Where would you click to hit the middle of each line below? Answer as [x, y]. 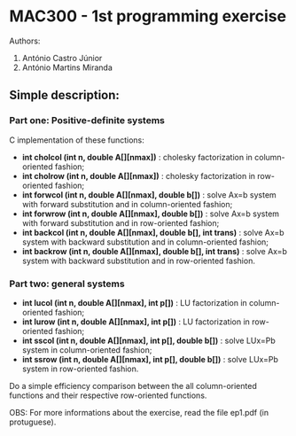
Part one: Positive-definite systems [87, 121]
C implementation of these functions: [77, 140]
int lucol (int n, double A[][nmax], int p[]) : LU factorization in [135, 302]
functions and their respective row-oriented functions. [108, 395]
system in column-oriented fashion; [87, 350]
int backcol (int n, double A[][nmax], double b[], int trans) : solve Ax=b [153, 232]
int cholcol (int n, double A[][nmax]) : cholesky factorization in [137, 157]
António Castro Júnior [62, 58]
